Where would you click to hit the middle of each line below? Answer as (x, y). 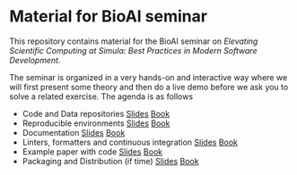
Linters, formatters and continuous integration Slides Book (130, 142)
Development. (35, 60)
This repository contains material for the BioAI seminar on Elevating (134, 41)
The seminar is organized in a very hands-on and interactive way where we (148, 77)
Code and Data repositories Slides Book (96, 113)
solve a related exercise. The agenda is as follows (101, 96)
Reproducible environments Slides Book (96, 123)
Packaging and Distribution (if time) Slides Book (110, 161)
